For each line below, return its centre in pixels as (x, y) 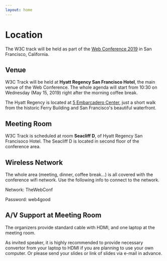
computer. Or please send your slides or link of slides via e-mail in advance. (84, 253)
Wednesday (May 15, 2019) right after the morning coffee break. (71, 93)
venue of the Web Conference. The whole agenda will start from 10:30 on (81, 87)
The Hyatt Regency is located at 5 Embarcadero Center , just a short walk (80, 103)
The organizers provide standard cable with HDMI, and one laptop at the (80, 227)
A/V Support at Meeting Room (53, 215)
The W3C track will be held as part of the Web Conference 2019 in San (78, 49)
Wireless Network (34, 162)
